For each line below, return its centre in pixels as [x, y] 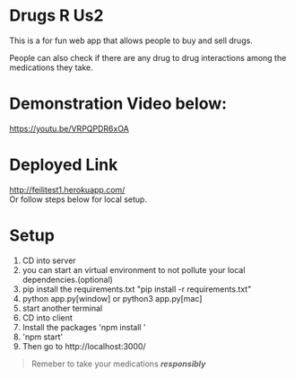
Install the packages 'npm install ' [84, 327]
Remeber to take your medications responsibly [118, 364]
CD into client [48, 317]
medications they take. [51, 67]
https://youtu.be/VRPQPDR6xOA [69, 128]
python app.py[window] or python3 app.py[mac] [112, 298]
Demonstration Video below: [118, 104]
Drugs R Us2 [56, 16]
